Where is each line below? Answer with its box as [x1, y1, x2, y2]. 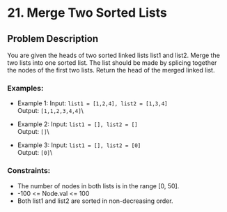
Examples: [7, 83, 44, 93]
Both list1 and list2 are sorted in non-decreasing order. [17, 197, 173, 205]
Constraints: [7, 166, 51, 176]
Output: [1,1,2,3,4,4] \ [17, 107, 84, 115]
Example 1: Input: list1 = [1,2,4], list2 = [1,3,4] [17, 99, 169, 107]
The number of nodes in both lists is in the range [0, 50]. [17, 181, 180, 190]
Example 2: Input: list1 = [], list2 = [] [17, 120, 138, 128]
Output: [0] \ [17, 149, 53, 157]
